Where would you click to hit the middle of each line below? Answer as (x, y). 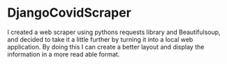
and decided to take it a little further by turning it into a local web (100, 39)
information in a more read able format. (64, 54)
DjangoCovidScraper (69, 13)
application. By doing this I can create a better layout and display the (106, 47)
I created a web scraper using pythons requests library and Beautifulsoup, (114, 32)
